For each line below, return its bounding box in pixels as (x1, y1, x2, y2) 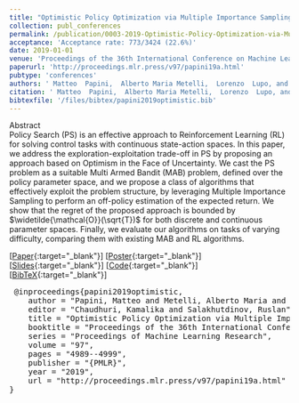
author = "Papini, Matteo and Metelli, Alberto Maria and (28, 295, 287, 306)
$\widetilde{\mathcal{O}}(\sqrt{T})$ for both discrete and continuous (9, 214, 263, 225)
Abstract (9, 120, 41, 131)
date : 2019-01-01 (9, 46, 74, 55)
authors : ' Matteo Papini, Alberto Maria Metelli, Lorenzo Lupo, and (9, 79, 289, 88)
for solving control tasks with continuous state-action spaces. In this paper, (9, 139, 286, 149)
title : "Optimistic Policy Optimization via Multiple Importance (9, 12, 256, 22)
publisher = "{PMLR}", (28, 358, 127, 368)
